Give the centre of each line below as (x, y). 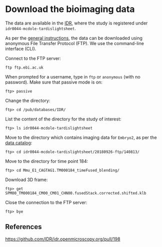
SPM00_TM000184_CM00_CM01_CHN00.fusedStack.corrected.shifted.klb (76, 193)
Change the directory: (28, 100)
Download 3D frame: (26, 179)
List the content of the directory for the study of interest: (63, 119)
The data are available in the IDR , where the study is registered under (76, 23)
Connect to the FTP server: (33, 58)
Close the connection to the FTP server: (46, 202)
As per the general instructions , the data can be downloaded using (74, 38)
